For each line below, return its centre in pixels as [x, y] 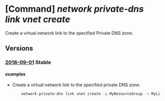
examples [15, 74]
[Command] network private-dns [74, 9]
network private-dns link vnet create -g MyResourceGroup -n [85, 94]
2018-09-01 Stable [28, 62]
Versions [19, 48]
